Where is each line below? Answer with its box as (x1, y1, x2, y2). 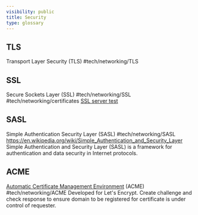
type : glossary (6, 20, 44, 26)
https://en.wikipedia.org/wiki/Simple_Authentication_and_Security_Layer (6, 137, 183, 144)
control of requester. (6, 201, 56, 209)
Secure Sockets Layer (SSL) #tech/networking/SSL (6, 91, 131, 98)
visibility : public (6, 8, 55, 15)
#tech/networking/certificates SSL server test (6, 97, 118, 105)
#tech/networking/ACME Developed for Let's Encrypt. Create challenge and (6, 189, 192, 196)
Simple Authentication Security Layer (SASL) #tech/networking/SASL (6, 130, 176, 137)
